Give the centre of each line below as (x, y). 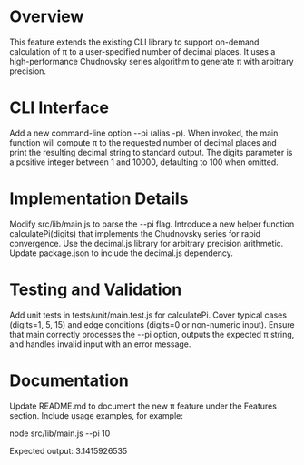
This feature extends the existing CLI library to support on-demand (134, 42)
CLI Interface (59, 108)
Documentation (69, 380)
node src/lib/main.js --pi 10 (60, 433)
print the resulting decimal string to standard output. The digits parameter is (151, 152)
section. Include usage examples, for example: (96, 415)
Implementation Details (99, 199)
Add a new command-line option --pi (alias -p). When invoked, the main (144, 133)
